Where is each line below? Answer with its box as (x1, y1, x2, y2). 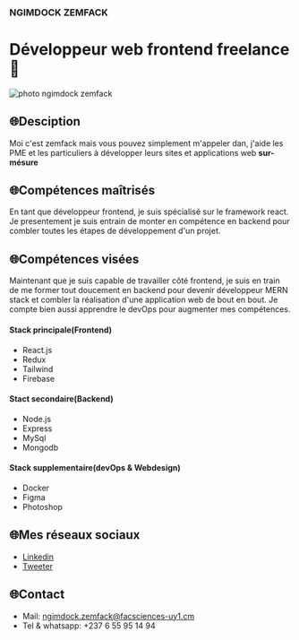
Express (21, 423, 53, 434)
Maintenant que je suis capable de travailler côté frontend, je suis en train (9, 275, 280, 286)
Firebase (21, 373, 56, 384)
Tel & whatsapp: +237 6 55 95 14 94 (21, 620, 156, 631)
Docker (21, 482, 50, 493)
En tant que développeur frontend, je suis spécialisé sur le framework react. (9, 206, 289, 217)
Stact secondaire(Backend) (9, 394, 114, 404)
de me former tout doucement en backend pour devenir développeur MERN (9, 285, 288, 296)
